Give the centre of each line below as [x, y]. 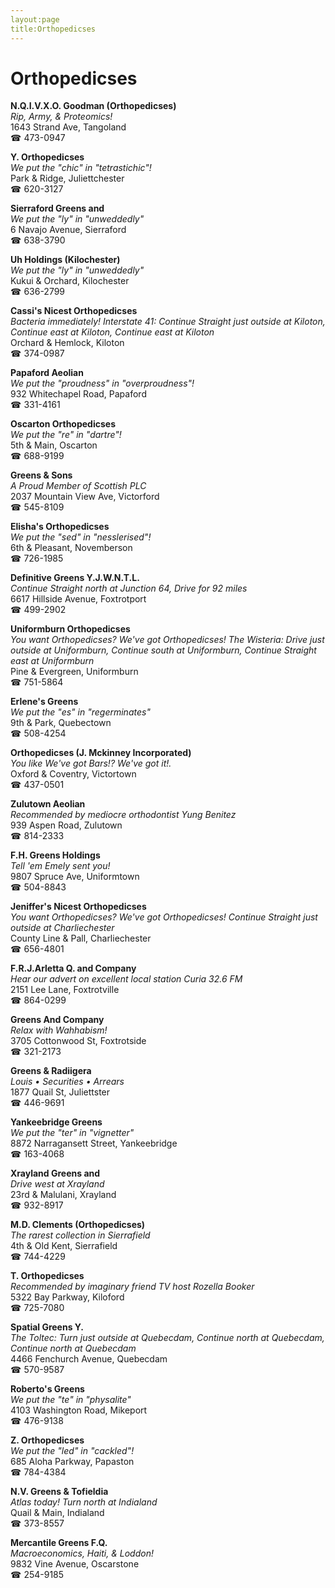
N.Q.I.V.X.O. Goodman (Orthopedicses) [93, 106]
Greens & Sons [41, 475]
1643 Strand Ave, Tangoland [68, 127]
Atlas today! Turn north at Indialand [84, 1502]
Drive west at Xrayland [57, 1184]
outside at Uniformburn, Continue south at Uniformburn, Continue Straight [163, 650]
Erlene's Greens [44, 702]
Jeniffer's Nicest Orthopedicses [78, 907]
